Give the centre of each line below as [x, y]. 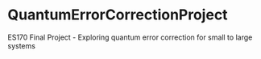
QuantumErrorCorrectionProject [118, 15]
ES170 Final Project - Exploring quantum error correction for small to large [130, 37]
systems [21, 45]
